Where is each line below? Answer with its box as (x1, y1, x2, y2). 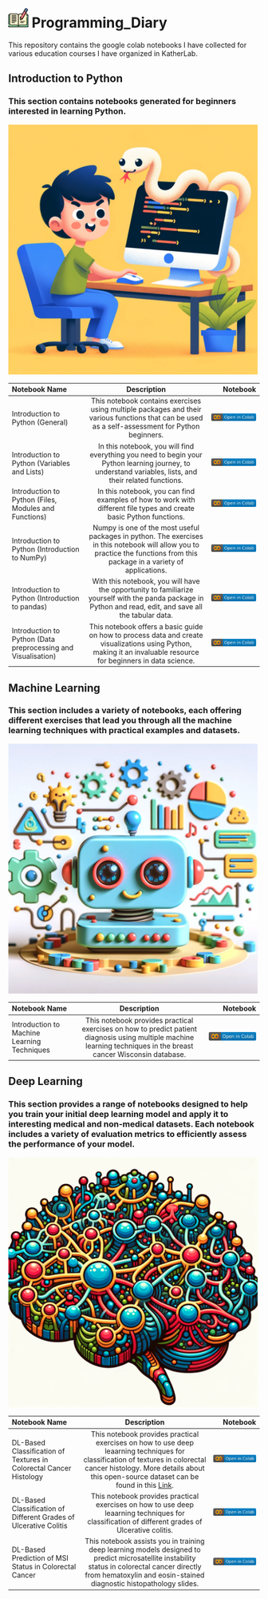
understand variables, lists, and (94, 467, 198, 477)
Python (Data (11, 635, 56, 644)
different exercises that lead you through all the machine (8, 715, 233, 726)
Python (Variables (11, 458, 70, 468)
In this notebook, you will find (98, 441, 195, 451)
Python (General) (11, 417, 69, 427)
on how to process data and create (89, 630, 203, 640)
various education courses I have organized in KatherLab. (8, 48, 198, 58)
